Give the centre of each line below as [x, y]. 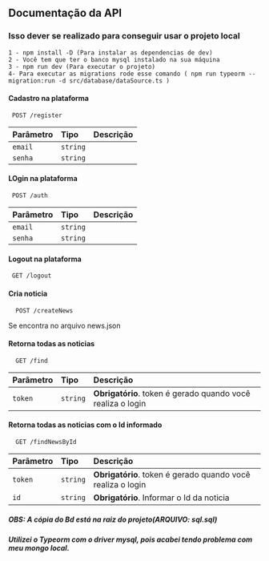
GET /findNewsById [46, 442]
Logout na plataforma [45, 259]
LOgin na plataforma [43, 179]
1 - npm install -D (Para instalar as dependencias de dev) [111, 52]
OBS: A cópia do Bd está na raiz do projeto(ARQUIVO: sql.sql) [113, 519]
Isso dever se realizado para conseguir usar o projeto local [124, 36]
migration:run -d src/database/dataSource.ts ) [89, 81]
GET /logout [32, 276]
